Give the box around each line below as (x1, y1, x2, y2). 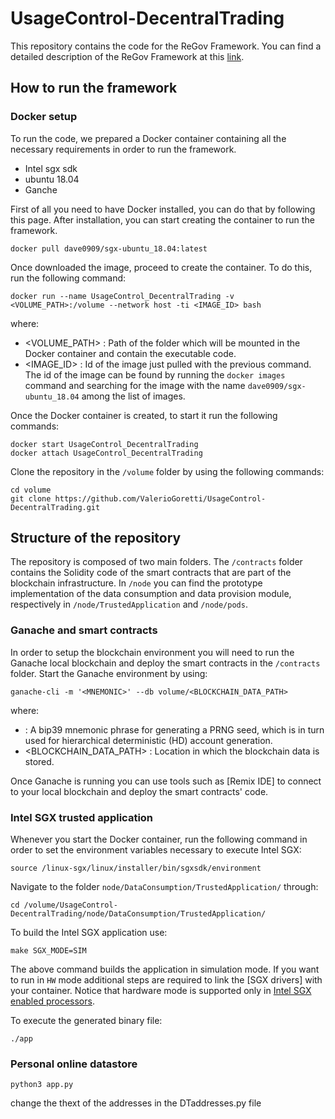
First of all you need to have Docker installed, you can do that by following (10, 203, 316, 215)
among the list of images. (81, 390, 186, 402)
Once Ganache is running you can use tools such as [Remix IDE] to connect (10, 775, 322, 787)
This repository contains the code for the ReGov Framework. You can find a (10, 40, 322, 52)
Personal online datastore (10, 1057, 138, 1071)
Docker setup (10, 110, 78, 124)
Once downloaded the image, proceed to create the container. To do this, (10, 261, 313, 273)
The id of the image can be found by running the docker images (24, 368, 286, 381)
